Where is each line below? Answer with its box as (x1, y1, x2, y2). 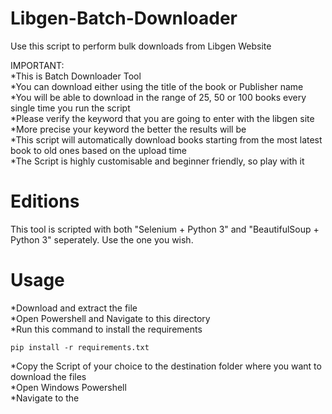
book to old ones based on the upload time (10, 144, 187, 156)
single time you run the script (10, 102, 131, 114)
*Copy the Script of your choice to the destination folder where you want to (10, 360, 322, 372)
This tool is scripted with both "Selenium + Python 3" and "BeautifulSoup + (10, 223, 320, 235)
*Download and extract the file (10, 302, 138, 314)
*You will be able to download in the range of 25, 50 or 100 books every (10, 91, 307, 103)
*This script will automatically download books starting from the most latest (10, 133, 323, 146)
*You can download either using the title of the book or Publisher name (10, 80, 304, 92)
